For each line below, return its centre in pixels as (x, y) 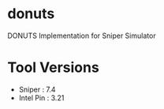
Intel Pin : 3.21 (41, 98)
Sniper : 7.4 (37, 89)
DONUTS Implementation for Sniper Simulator (82, 36)
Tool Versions (53, 68)
